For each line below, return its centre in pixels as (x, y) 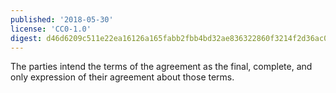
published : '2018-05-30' (62, 19)
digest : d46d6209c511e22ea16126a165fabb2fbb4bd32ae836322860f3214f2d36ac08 (171, 38)
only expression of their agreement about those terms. (122, 77)
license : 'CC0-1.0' (51, 29)
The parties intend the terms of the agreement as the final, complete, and (161, 67)
